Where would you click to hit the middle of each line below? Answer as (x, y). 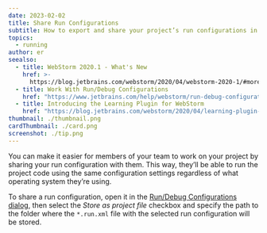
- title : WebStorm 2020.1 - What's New (81, 67)
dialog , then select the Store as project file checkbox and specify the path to (133, 205)
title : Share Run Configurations (64, 23)
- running (31, 45)
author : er (26, 52)
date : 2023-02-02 (37, 15)
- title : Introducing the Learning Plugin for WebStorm (110, 104)
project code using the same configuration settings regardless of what (123, 173)
